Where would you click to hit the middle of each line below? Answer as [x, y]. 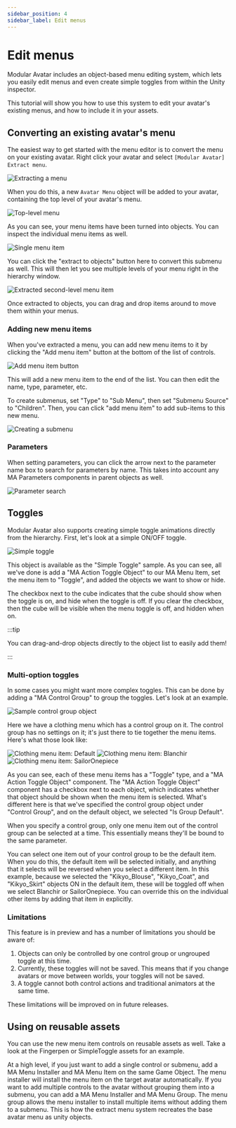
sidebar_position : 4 [38, 14]
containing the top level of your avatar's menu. [75, 199]
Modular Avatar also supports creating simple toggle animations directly [111, 530]
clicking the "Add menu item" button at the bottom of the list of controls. [111, 352]
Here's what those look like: [47, 740]
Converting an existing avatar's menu [91, 133]
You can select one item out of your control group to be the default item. [112, 854]
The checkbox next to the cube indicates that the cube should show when [114, 593]
